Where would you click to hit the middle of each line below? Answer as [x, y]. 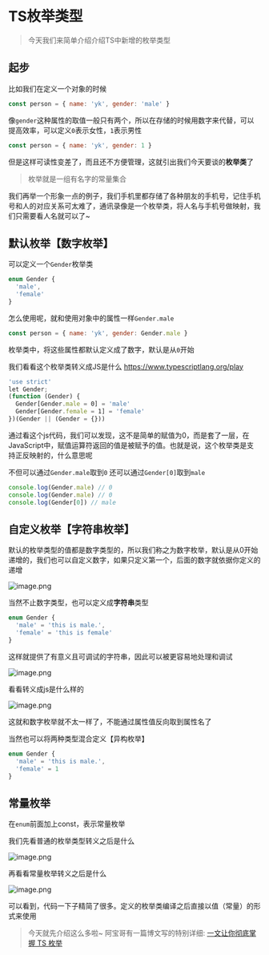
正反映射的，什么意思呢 [54, 455]
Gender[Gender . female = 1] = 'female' [80, 412]
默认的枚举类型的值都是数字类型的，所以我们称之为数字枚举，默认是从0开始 [133, 550]
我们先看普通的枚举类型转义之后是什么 [71, 841]
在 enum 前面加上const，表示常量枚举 [67, 824]
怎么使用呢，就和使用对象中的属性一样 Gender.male [91, 318]
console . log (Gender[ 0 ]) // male [62, 502]
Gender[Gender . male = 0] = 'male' [73, 404]
